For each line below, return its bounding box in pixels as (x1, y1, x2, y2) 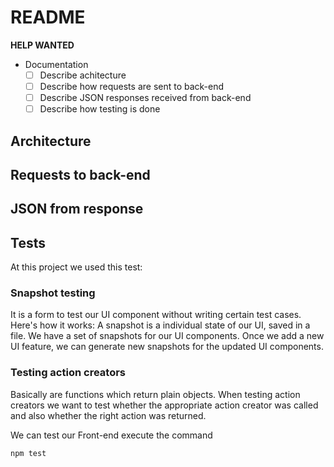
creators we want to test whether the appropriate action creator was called (10, 399, 319, 411)
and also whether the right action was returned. (10, 409, 207, 421)
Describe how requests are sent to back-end (39, 81, 225, 92)
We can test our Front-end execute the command (10, 429, 213, 441)
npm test (10, 448, 47, 458)
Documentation (24, 58, 89, 70)
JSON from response (10, 201, 144, 218)
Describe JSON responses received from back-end (39, 92, 252, 104)
